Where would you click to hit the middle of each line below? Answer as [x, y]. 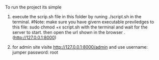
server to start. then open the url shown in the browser [67, 32]
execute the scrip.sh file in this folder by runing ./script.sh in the [77, 16]
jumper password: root [35, 52]
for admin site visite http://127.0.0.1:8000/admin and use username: [80, 47]
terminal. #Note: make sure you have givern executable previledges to [83, 22]
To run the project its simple [33, 7]
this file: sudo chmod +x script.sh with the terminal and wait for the [80, 27]
